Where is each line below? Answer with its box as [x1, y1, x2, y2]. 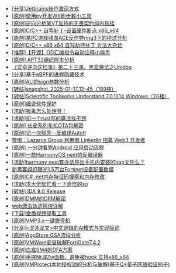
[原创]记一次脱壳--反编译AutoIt [11, 129, 87, 136]
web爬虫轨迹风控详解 [11, 202, 63, 209]
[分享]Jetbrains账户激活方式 [11, 5, 80, 12]
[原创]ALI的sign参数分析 [11, 78, 70, 85]
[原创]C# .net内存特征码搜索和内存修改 [11, 173, 105, 180]
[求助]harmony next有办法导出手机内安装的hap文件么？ [11, 158, 145, 165]
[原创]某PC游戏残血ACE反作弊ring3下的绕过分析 [11, 34, 127, 41]
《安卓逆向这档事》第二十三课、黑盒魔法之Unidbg [11, 64, 132, 70]
